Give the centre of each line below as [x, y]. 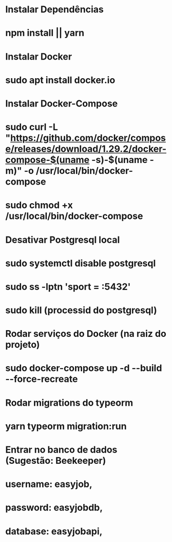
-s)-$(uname [120, 160]
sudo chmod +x [39, 205]
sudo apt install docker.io [60, 80]
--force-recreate [42, 379]
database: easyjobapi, [54, 531]
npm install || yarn [45, 33]
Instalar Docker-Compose [62, 103]
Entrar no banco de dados [61, 450]
